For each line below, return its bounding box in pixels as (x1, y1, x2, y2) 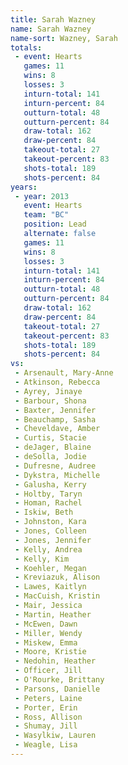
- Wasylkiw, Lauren (14, 731, 97, 741)
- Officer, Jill (14, 666, 83, 676)
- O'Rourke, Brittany (14, 675, 105, 685)
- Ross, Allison (14, 712, 83, 722)
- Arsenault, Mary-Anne (14, 368, 114, 378)
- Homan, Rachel (14, 498, 83, 508)
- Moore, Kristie (14, 647, 87, 657)
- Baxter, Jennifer (14, 405, 97, 415)
